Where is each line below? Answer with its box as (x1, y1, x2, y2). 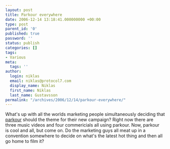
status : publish (5, 41, 40, 46)
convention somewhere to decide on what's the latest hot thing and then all (5, 133, 163, 139)
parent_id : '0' (5, 26, 38, 32)
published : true (5, 31, 40, 36)
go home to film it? (5, 138, 45, 144)
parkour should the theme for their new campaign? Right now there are (5, 116, 154, 123)
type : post (5, 21, 28, 27)
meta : (5, 59, 17, 65)
